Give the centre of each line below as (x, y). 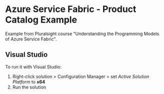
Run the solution (29, 87)
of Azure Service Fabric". (31, 39)
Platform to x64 (29, 81)
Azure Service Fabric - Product (71, 9)
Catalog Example (41, 20)
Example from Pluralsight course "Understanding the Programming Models (82, 33)
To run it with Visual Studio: (33, 66)
